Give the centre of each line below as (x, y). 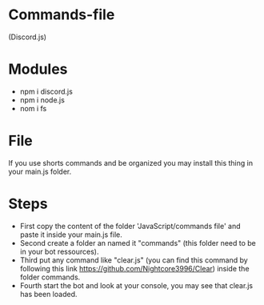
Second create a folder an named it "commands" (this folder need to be (138, 243)
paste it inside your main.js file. (71, 235)
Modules (38, 69)
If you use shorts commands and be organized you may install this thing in (131, 163)
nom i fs (33, 108)
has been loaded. (48, 294)
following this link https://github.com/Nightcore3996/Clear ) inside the (134, 268)
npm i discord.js (46, 91)
